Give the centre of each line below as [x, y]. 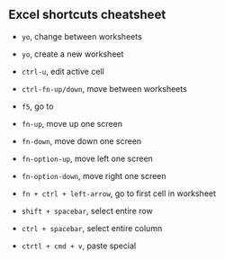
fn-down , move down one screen [81, 141]
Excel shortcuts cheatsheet [87, 15]
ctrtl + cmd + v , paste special [79, 246]
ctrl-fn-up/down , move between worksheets [104, 88]
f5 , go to [37, 106]
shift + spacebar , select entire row [87, 211]
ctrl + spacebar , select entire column [92, 228]
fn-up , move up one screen [72, 123]
